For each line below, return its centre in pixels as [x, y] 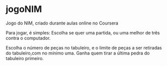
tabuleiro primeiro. [25, 58]
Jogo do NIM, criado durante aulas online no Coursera [62, 23]
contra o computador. [28, 38]
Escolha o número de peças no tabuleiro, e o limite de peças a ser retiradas [84, 47]
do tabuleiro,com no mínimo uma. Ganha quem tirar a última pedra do [78, 53]
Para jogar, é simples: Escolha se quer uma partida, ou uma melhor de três [83, 32]
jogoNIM [24, 9]
